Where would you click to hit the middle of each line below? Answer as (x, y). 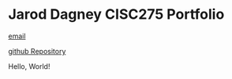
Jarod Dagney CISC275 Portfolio (116, 14)
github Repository (37, 51)
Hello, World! (29, 66)
